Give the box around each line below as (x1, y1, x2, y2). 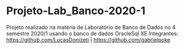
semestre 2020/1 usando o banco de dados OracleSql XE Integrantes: (6, 30, 179, 37)
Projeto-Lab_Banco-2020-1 (6, 4, 146, 18)
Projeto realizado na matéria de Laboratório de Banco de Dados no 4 (6, 24, 176, 31)
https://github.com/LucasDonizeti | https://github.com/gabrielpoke (6, 36, 171, 43)
